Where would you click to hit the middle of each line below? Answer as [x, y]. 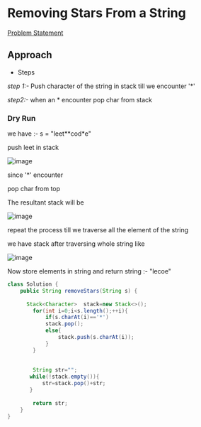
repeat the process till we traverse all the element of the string [98, 230]
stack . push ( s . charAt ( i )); [96, 337]
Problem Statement [35, 33]
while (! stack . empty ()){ [64, 377]
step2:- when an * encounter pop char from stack [80, 99]
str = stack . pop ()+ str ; [74, 384]
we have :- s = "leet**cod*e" [50, 134]
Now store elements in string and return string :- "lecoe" [90, 271]
